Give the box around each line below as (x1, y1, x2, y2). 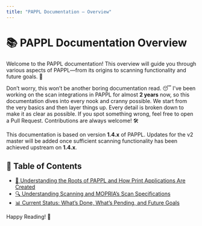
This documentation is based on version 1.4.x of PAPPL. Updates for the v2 (6, 131, 194, 138)
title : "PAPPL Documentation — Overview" (6, 8, 112, 15)
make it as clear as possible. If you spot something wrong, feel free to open (6, 110, 194, 118)
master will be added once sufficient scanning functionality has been (6, 137, 178, 145)
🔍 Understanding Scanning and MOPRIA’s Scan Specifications (14, 190, 171, 198)
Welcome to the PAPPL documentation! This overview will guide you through (6, 60, 197, 67)
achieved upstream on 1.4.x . (6, 143, 77, 151)
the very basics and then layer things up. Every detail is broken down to (6, 104, 184, 111)
